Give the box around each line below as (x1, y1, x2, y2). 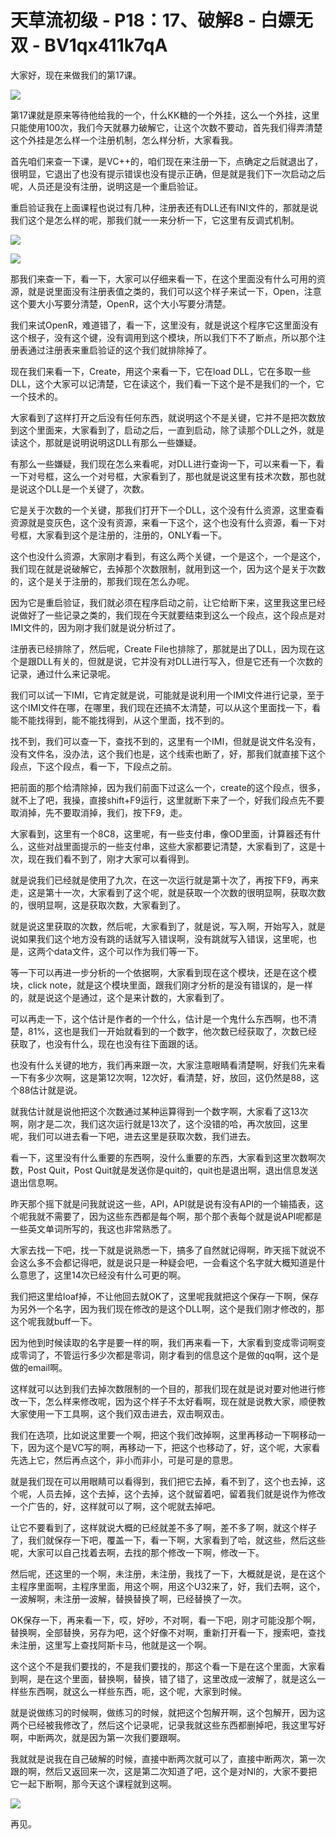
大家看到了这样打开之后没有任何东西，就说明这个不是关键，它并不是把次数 (10, 411, 317, 423)
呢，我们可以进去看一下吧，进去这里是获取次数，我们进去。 (10, 1130, 256, 1142)
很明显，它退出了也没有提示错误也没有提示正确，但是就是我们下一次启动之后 (10, 167, 326, 180)
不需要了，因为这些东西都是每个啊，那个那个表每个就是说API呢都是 (44, 1210, 323, 1222)
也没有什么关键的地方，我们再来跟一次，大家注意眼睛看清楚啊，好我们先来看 (10, 1059, 326, 1071)
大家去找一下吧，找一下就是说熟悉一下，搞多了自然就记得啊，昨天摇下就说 (10, 1244, 317, 1256)
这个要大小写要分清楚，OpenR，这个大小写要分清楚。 (10, 297, 232, 310)
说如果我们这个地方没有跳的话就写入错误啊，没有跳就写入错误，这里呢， (10, 932, 308, 945)
